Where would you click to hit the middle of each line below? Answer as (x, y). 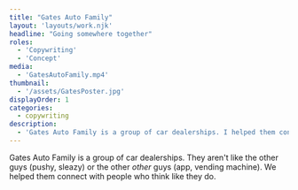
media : (21, 67)
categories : (31, 108)
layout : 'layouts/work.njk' (61, 26)
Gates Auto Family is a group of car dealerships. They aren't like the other (144, 157)
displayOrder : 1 (39, 99)
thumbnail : (29, 83)
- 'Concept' (39, 58)
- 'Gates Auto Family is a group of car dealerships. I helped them (146, 133)
